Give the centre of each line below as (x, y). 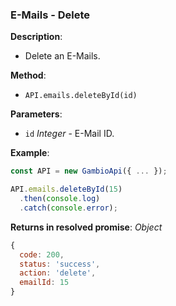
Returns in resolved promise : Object (86, 227)
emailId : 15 (44, 283)
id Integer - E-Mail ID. (69, 134)
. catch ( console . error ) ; (68, 208)
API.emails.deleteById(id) (81, 96)
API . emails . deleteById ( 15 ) (66, 189)
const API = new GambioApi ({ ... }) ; (89, 171)
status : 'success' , (60, 264)
